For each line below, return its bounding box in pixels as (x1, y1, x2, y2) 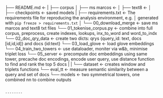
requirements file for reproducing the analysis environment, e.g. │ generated (5, 15, 159, 20)
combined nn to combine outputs (5, 77, 72, 82)
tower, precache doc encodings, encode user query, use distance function (5, 56, 155, 62)
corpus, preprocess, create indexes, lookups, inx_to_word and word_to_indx (5, 31, 157, 36)
